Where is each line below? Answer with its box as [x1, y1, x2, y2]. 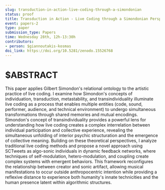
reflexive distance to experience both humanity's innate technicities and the [5, 174, 159, 180]
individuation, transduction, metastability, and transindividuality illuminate [5, 96, 154, 102]
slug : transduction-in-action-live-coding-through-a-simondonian [5, 7, 141, 12]
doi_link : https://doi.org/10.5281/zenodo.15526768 [5, 48, 113, 53]
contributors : [5, 39, 34, 44]
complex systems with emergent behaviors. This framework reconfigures [5, 159, 153, 164]
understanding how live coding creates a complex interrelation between [5, 122, 151, 128]
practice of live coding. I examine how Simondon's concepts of [5, 91, 133, 97]
